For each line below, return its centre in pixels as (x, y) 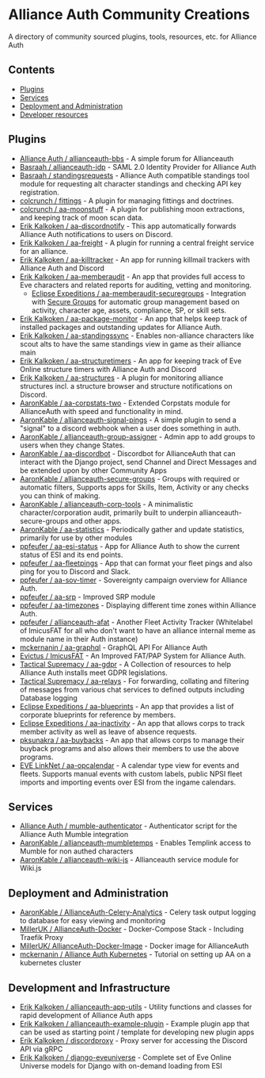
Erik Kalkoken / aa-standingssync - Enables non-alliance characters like (137, 336)
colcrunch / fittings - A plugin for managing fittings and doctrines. (127, 201)
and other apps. (96, 520)
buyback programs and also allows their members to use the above (129, 748)
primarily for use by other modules (76, 538)
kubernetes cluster (50, 963)
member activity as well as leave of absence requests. (108, 731)
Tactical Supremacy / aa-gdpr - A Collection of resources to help (125, 664)
